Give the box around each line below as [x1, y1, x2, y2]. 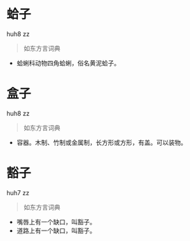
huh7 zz [6, 188, 30, 197]
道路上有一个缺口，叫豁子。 [16, 226, 96, 235]
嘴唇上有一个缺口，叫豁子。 [16, 217, 96, 226]
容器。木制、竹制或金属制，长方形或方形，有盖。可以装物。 [16, 138, 187, 147]
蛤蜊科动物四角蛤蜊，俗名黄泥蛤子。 [16, 58, 121, 67]
